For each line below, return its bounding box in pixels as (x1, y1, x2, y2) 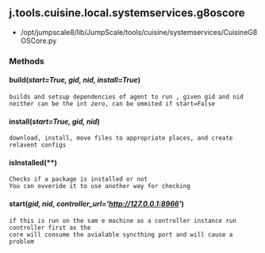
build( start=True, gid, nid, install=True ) (9, 75, 141, 85)
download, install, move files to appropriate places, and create (9, 134, 233, 142)
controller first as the (9, 224, 91, 232)
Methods (9, 56, 44, 67)
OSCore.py (20, 36, 57, 45)
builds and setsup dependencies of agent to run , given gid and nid (9, 93, 244, 101)
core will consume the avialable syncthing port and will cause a (9, 230, 233, 239)
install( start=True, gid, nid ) (9, 117, 100, 126)
